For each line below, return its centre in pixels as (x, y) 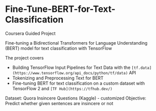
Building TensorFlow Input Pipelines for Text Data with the (71, 67)
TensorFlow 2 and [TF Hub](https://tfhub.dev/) (62, 88)
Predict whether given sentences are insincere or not (59, 103)
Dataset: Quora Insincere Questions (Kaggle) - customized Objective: (76, 98)
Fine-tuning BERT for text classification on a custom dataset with (78, 83)
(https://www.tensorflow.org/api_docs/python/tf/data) (70, 73)
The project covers (25, 57)
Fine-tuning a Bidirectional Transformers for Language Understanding (76, 43)
